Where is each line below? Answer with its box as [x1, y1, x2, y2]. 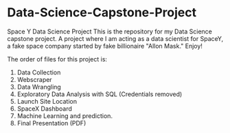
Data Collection [16, 68, 61, 76]
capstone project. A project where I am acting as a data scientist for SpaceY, [7, 34, 224, 42]
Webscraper [16, 75, 53, 83]
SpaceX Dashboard [16, 104, 72, 113]
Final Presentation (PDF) [16, 119, 87, 127]
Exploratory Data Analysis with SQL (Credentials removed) [16, 90, 183, 98]
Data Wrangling [16, 83, 62, 91]
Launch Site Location [16, 97, 78, 105]
